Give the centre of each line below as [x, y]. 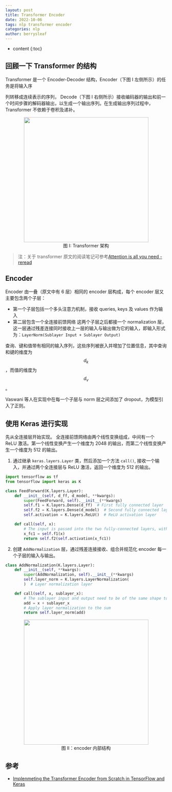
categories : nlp [23, 29]
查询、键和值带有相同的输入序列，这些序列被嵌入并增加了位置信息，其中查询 [86, 346]
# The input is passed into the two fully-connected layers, [90, 529]
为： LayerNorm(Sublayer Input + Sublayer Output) [67, 334]
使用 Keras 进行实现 [37, 424]
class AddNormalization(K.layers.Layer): [50, 565]
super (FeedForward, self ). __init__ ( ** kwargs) [73, 500]
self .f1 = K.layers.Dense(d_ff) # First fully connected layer [94, 505]
